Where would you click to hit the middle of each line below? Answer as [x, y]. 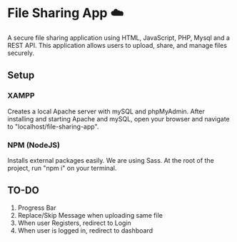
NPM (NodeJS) [34, 145]
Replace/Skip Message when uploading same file [90, 215]
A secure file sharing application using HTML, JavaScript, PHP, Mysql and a [119, 37]
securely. [21, 53]
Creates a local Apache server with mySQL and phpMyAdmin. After [106, 111]
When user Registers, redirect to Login [75, 223]
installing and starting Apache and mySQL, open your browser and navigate [118, 119]
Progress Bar [37, 208]
